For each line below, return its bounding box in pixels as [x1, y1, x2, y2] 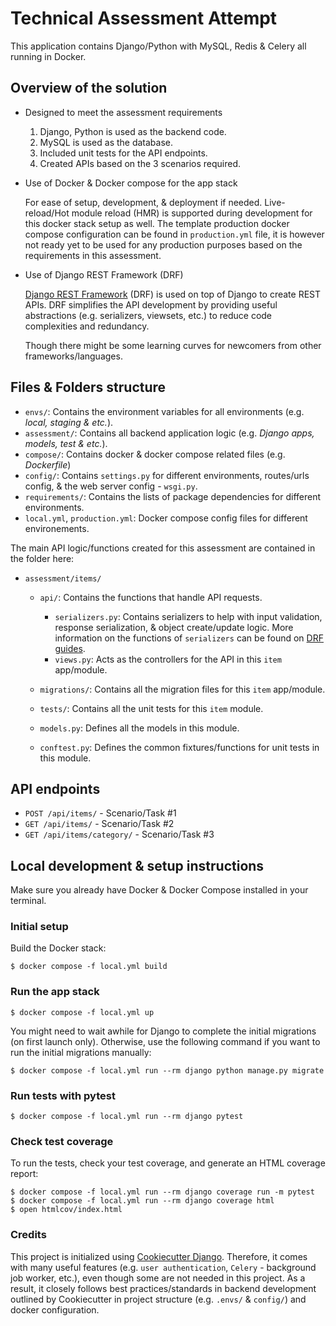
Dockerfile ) [24, 458, 72, 471]
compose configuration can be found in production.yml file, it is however [24, 228, 325, 240]
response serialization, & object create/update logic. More [54, 621, 294, 633]
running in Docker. [10, 50, 87, 62]
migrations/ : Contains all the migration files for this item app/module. [39, 683, 326, 695]
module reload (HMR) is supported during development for [71, 207, 313, 219]
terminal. [10, 895, 47, 907]
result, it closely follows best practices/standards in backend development [10, 1282, 317, 1294]
